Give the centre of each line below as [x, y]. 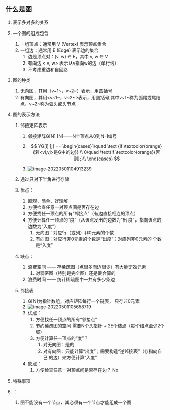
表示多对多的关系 [30, 22]
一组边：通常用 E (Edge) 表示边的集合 [59, 50]
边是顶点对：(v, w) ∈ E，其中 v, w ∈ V [68, 56]
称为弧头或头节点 [58, 104]
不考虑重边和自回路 [48, 69]
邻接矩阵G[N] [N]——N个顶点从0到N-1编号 [72, 136]
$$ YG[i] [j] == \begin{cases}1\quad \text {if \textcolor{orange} [97, 146]
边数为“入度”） [43, 226]
